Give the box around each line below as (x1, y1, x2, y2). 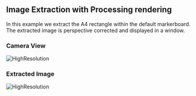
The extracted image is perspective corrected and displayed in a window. (6, 27, 185, 34)
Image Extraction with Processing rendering (6, 5, 172, 15)
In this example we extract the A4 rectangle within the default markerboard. (6, 20, 191, 27)
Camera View (6, 41, 46, 50)
